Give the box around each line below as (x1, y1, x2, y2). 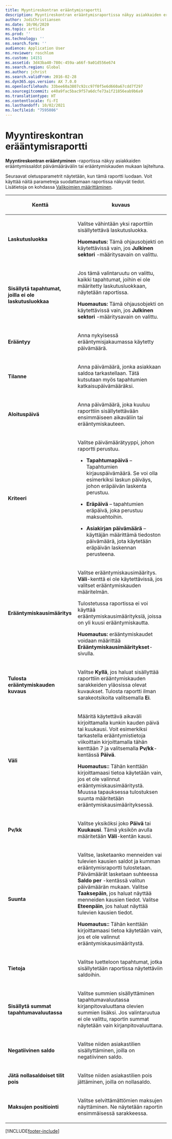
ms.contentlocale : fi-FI (5, 98, 58, 103)
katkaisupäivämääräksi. (77, 382, 134, 389)
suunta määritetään (77, 795, 124, 802)
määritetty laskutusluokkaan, (77, 282, 147, 289)
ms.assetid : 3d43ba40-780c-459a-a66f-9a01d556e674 (5, 60, 116, 65)
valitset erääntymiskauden (77, 582, 141, 589)
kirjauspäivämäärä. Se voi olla (86, 469, 158, 477)
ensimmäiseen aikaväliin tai (77, 414, 143, 421)
